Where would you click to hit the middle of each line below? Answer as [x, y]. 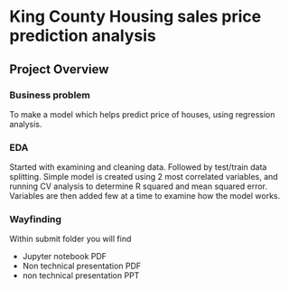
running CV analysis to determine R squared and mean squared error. [139, 186]
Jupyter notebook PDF [64, 257]
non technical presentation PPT [81, 276]
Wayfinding [35, 220]
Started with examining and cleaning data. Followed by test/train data [138, 167]
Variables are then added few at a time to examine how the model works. [145, 196]
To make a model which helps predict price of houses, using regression [142, 114]
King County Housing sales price [135, 17]
